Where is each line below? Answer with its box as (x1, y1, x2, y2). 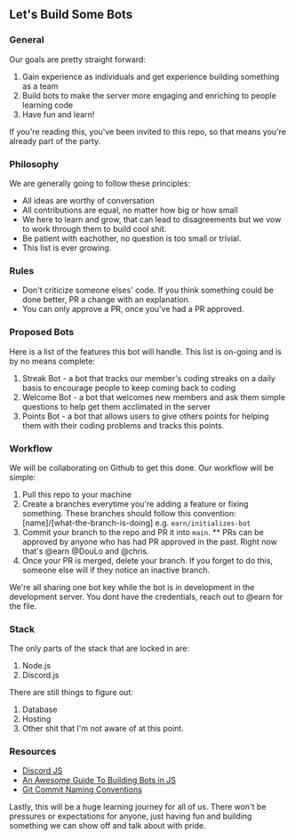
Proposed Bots (9, 326, 75, 339)
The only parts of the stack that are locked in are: (9, 644, 189, 654)
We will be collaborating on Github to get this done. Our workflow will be (9, 462, 274, 473)
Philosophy (9, 157, 60, 170)
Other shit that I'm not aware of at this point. (21, 724, 184, 734)
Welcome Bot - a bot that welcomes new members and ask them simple (21, 391, 286, 403)
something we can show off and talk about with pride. (9, 820, 206, 831)
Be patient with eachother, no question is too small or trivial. (21, 233, 242, 244)
